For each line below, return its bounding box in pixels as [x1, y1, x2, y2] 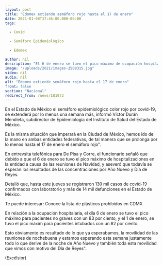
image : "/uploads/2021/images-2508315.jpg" [5, 66, 95, 71]
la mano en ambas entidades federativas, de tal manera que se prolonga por [5, 137, 158, 142]
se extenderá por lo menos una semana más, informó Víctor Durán [5, 111, 138, 117]
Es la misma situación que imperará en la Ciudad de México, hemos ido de [5, 131, 154, 137]
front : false [5, 84, 32, 89]
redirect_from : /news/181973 [5, 93, 64, 98]
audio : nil [5, 75, 27, 80]
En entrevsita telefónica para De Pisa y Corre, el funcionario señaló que [5, 151, 148, 157]
